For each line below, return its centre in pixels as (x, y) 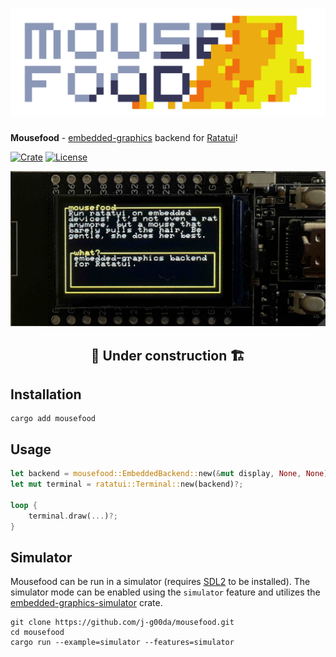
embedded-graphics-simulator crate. (86, 603)
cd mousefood (37, 633)
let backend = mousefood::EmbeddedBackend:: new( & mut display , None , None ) (169, 474)
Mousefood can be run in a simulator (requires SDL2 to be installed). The (160, 582)
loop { (24, 505)
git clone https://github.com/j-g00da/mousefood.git (122, 623)
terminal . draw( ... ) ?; (73, 516)
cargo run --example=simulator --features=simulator (122, 643)
